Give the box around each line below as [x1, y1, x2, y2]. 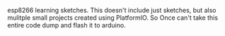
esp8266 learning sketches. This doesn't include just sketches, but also [7, 6, 217, 14]
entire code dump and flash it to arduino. [7, 21, 126, 29]
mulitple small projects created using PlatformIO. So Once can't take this [7, 13, 218, 22]
